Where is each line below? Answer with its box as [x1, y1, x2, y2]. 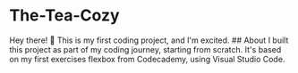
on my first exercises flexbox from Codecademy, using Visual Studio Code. [9, 53, 285, 64]
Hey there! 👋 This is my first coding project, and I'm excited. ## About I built [9, 35, 289, 45]
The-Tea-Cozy [9, 5, 120, 26]
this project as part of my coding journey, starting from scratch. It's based [9, 44, 282, 54]
